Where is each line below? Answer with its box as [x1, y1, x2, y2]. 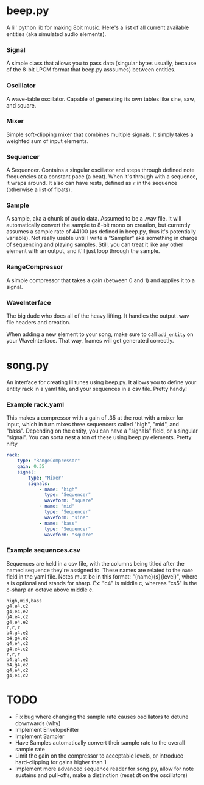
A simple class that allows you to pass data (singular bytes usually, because [6, 59, 197, 67]
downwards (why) [15, 719, 61, 727]
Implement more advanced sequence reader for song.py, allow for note [15, 765, 194, 772]
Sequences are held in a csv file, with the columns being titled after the [6, 560, 185, 567]
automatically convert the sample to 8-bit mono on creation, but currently [6, 221, 191, 229]
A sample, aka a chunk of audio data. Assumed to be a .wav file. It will [6, 215, 181, 222]
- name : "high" [38, 486, 78, 492]
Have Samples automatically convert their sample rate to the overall [15, 739, 185, 746]
